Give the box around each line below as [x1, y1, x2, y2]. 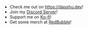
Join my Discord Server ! [9, 9, 58, 15]
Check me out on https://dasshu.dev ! [9, 4, 83, 10]
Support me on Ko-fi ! [9, 14, 51, 19]
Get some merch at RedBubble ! [9, 19, 72, 25]
